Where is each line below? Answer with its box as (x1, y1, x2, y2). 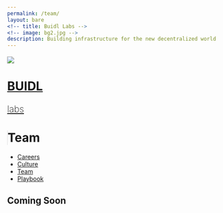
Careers (16, 153, 40, 161)
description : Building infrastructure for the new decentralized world (7, 36, 216, 43)
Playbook (16, 175, 44, 183)
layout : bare (7, 16, 45, 23)
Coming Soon (7, 194, 67, 206)
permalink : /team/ (7, 10, 60, 17)
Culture (16, 160, 38, 168)
